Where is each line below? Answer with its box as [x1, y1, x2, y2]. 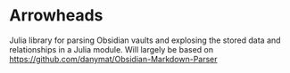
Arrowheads [9, 5, 104, 26]
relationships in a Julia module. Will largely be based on [9, 44, 214, 54]
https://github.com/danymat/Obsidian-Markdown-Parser [9, 53, 218, 64]
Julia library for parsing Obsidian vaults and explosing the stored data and [9, 35, 281, 45]
